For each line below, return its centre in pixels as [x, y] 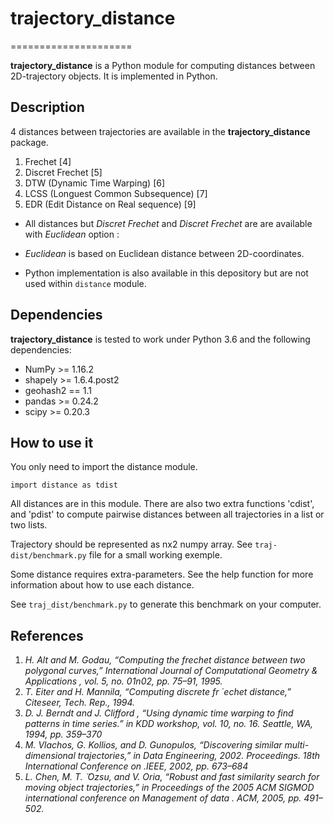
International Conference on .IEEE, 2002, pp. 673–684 [136, 766]
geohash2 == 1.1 [58, 390]
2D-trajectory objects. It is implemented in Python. [114, 76]
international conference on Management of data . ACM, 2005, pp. [163, 798]
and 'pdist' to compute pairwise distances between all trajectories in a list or [167, 514]
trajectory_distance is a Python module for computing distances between [163, 65]
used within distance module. [85, 283]
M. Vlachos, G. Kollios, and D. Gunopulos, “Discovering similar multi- [167, 745]
